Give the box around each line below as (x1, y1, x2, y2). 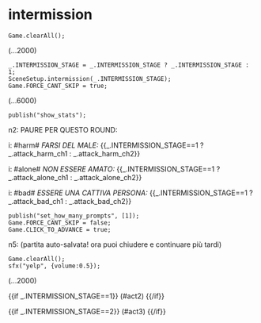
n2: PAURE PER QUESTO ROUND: (8, 125, 118, 134)
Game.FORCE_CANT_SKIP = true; (8, 82, 108, 90)
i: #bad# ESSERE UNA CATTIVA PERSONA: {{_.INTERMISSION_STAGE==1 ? (8, 188, 253, 198)
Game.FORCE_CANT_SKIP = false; (8, 218, 112, 227)
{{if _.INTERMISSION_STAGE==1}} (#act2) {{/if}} (8, 291, 165, 301)
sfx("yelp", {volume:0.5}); (8, 262, 101, 270)
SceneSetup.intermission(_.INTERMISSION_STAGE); (8, 75, 172, 83)
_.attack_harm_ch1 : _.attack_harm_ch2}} (8, 148, 141, 158)
